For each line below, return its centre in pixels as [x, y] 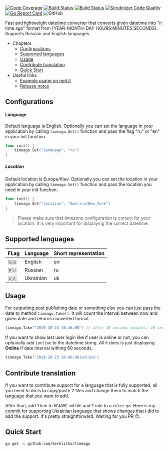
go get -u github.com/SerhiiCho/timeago [48, 443]
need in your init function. [32, 190]
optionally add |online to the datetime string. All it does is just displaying [80, 343]
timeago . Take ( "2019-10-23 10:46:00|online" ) [52, 357]
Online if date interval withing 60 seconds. [49, 348]
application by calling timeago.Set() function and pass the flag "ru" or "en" [82, 131]
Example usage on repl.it [45, 81]
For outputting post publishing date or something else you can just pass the [83, 308]
